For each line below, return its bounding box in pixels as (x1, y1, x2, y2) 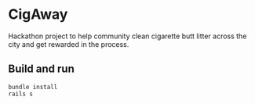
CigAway (8, 5, 68, 23)
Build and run (8, 63, 75, 76)
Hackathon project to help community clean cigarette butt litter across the (8, 31, 247, 41)
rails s (8, 90, 34, 98)
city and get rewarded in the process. (8, 39, 129, 48)
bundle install (8, 83, 58, 91)
